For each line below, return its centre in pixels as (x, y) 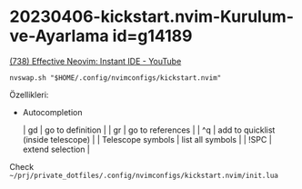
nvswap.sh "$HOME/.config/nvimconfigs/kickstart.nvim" (116, 78)
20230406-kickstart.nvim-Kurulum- (151, 17)
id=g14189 (152, 36)
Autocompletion (52, 112)
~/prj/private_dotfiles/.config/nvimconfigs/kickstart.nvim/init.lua (144, 175)
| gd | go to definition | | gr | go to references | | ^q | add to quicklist (149, 130)
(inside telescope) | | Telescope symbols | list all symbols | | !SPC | (147, 139)
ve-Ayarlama (59, 36)
